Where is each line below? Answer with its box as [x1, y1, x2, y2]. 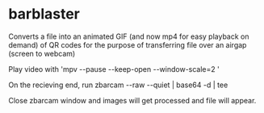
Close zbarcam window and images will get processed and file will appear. [8, 95, 257, 105]
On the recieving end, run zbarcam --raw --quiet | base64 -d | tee [8, 80, 228, 90]
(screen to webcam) [8, 48, 76, 58]
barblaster [8, 5, 81, 23]
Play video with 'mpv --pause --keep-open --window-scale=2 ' [8, 64, 220, 73]
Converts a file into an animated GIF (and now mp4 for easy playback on [8, 31, 249, 41]
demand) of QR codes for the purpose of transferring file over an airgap [8, 40, 247, 49]
